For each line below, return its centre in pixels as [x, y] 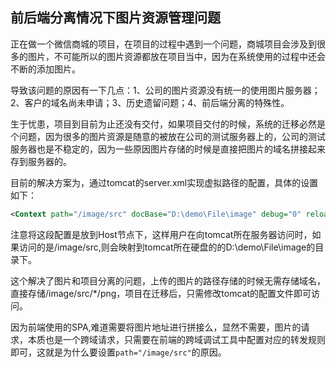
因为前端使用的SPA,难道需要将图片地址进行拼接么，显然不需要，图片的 [156, 327]
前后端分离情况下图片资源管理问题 [115, 18]
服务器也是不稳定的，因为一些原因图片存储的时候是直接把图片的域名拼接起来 [168, 149]
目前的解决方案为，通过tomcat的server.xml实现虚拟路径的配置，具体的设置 [164, 182]
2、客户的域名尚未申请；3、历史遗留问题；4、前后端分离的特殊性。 [150, 102]
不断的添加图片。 [45, 69]
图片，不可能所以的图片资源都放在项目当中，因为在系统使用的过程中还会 [176, 56]
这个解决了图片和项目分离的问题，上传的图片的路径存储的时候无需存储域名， [168, 280]
